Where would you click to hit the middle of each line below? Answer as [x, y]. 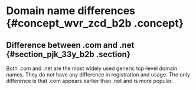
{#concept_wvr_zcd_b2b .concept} [95, 23]
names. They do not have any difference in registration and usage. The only [98, 74]
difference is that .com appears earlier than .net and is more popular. [89, 81]
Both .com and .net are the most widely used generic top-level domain [92, 68]
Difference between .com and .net [70, 45]
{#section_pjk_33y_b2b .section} [68, 54]
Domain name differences [71, 11]
